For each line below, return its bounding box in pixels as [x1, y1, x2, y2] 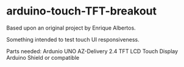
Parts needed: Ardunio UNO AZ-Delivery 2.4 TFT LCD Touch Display [6, 47, 179, 55]
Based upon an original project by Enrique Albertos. [6, 24, 136, 31]
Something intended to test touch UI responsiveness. [6, 36, 140, 43]
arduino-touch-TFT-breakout [6, 4, 157, 18]
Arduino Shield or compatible [6, 54, 80, 61]
